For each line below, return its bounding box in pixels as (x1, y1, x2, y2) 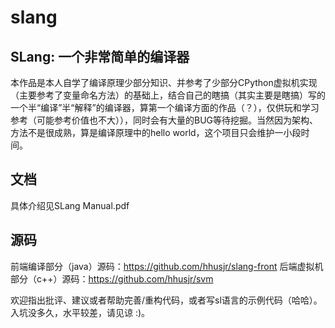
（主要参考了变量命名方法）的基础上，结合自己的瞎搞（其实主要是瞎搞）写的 (10, 89, 326, 101)
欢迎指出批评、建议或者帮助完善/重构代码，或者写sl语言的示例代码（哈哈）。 (10, 294, 323, 306)
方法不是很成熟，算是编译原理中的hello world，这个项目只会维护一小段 (10, 127, 302, 138)
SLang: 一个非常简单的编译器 (10, 48, 190, 65)
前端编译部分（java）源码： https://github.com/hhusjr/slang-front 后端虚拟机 (10, 260, 324, 272)
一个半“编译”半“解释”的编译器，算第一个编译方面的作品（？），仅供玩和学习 (10, 102, 320, 113)
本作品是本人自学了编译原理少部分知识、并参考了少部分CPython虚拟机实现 (10, 77, 318, 88)
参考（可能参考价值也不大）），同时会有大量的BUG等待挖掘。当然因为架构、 (10, 114, 319, 126)
